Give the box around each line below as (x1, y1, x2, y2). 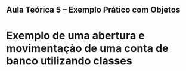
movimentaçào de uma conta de (6, 41, 169, 55)
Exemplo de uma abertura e (6, 29, 145, 42)
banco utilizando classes (6, 54, 132, 67)
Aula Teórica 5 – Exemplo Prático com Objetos (6, 5, 181, 15)
